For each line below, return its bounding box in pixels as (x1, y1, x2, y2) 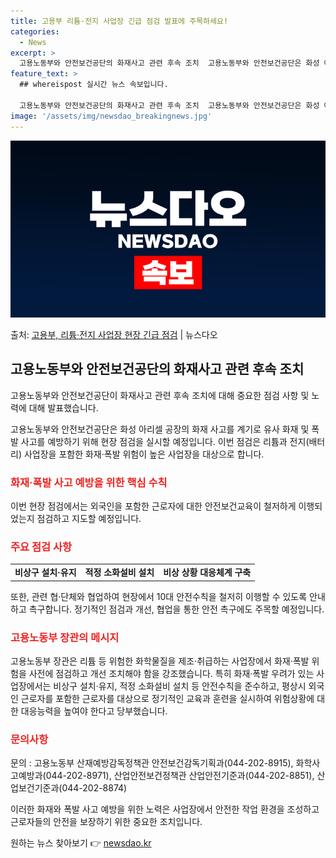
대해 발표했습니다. (28, 401, 99, 414)
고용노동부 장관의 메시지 (10, 630, 120, 644)
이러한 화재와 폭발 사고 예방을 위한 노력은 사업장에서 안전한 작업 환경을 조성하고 (10, 803, 320, 815)
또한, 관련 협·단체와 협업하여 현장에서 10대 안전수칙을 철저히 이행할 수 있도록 (10, 590, 308, 602)
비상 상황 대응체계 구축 (163, 566, 252, 579)
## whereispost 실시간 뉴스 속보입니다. (19, 80, 169, 90)
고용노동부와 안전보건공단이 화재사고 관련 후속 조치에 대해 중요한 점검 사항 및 (10, 389, 310, 401)
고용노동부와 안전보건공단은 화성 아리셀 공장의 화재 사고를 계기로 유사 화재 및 (10, 423, 310, 435)
